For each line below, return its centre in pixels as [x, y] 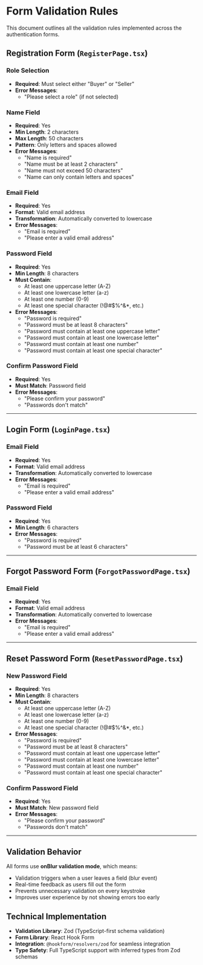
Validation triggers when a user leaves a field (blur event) [86, 878]
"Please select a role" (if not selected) [71, 97]
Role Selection [28, 71]
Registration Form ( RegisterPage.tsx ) [77, 54]
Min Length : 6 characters [47, 527]
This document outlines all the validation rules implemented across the [94, 28]
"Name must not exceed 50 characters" [73, 170]
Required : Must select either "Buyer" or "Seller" [75, 83]
